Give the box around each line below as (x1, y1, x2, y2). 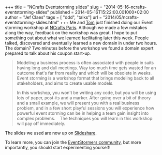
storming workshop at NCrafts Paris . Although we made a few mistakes (5, 25, 147, 31)
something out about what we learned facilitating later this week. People (5, 35, 149, 41)
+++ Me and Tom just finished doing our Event (60, 19, 153, 25)
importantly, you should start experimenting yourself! (5, 145, 111, 150)
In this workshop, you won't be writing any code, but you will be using (16, 90, 156, 95)
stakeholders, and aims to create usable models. (16, 80, 114, 86)
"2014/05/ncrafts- (103, 15, 139, 20)
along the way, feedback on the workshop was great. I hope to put (5, 30, 137, 35)
